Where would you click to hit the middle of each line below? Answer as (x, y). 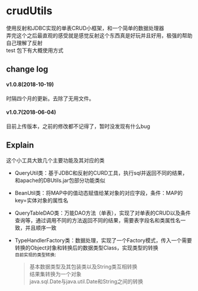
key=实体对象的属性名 (41, 200)
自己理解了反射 (24, 43)
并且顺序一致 (41, 228)
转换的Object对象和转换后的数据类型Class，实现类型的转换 (86, 248)
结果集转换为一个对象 (55, 274)
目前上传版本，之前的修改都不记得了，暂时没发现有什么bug (78, 126)
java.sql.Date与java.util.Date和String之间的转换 (86, 281)
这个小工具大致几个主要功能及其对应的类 (55, 160)
